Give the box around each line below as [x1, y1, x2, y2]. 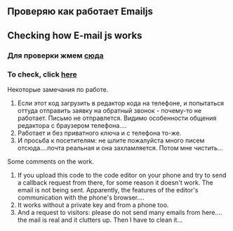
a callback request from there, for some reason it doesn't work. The [17, 178, 214, 187]
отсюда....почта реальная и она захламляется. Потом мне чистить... [17, 144, 223, 152]
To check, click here [7, 70, 77, 79]
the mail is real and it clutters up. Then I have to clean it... [17, 216, 183, 224]
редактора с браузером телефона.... [17, 121, 127, 129]
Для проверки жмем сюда [7, 51, 104, 60]
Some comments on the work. [7, 157, 95, 166]
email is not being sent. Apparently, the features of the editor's [17, 186, 199, 194]
